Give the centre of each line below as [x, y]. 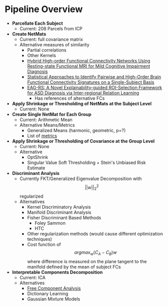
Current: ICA [33, 278]
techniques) [40, 239]
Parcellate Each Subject [38, 23]
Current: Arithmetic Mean [46, 119]
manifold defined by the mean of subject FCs [74, 267]
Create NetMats [29, 34]
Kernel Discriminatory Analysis [59, 207]
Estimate [36, 168]
